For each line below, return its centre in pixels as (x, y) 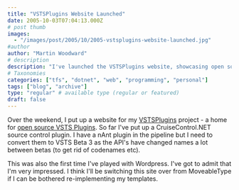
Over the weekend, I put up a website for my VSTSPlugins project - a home (117, 120)
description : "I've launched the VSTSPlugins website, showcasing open (116, 67)
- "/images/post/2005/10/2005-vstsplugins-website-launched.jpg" (113, 40)
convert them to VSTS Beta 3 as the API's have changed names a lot (108, 142)
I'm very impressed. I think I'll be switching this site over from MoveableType (119, 171)
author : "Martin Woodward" (47, 54)
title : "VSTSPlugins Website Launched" (67, 14)
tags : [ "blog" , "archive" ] (47, 86)
